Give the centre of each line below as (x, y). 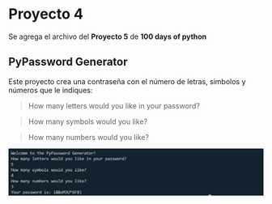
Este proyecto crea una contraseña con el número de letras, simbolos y (127, 81)
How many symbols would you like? (88, 121)
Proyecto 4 (46, 14)
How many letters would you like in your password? (114, 105)
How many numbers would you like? (89, 137)
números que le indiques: (51, 90)
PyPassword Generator (68, 62)
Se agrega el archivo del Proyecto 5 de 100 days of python (108, 36)
